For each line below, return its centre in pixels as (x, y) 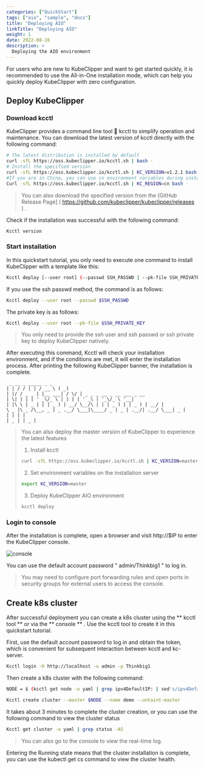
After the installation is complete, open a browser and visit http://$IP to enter (102, 536)
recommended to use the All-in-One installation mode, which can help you (99, 75)
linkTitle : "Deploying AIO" (42, 29)
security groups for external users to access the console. (93, 584)
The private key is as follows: (42, 312)
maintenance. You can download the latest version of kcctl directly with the (100, 138)
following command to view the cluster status (63, 718)
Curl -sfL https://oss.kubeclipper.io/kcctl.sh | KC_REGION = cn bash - (97, 184)
